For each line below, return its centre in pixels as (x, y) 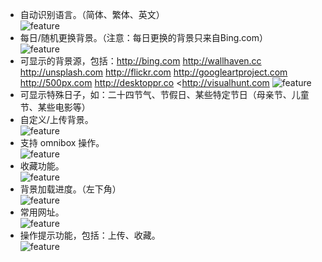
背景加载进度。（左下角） (70, 189)
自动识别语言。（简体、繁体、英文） (92, 14)
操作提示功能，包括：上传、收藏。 (90, 235)
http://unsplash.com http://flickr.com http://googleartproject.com (153, 72)
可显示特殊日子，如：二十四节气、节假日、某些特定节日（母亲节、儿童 (164, 94)
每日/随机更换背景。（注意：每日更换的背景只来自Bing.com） (143, 37)
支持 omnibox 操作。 (62, 142)
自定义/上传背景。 (56, 119)
